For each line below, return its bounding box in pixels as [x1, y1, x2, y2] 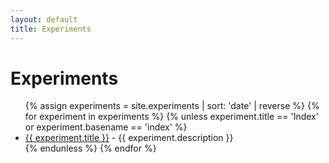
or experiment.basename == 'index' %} [24, 121, 188, 133]
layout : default [10, 14, 78, 25]
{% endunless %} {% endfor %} [24, 142, 157, 155]
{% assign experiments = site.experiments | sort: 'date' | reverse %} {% [24, 100, 320, 112]
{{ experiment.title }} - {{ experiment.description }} [24, 132, 234, 144]
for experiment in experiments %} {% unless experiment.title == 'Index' [24, 111, 319, 123]
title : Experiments [10, 24, 92, 34]
